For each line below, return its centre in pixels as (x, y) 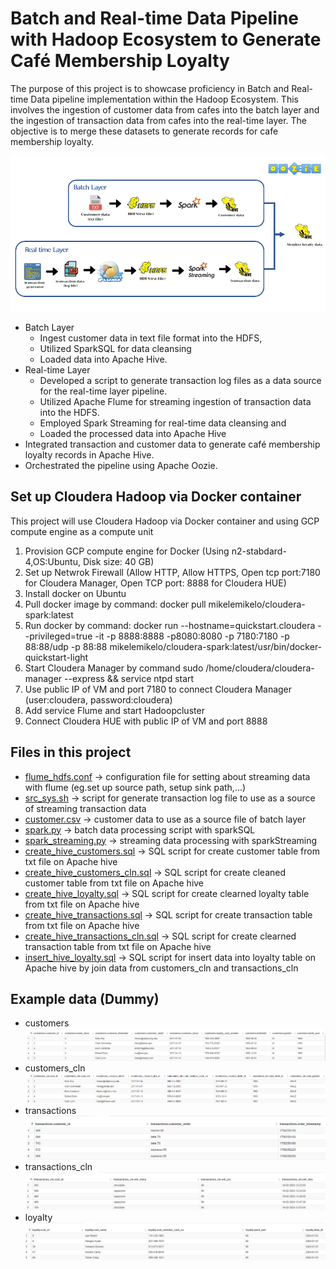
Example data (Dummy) (85, 998)
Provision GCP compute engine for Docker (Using (127, 551)
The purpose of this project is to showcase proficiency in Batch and (150, 88)
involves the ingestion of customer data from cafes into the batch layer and (165, 109)
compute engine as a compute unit (82, 531)
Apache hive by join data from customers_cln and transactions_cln (161, 968)
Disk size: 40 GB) (118, 561)
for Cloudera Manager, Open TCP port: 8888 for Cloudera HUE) (155, 583)
